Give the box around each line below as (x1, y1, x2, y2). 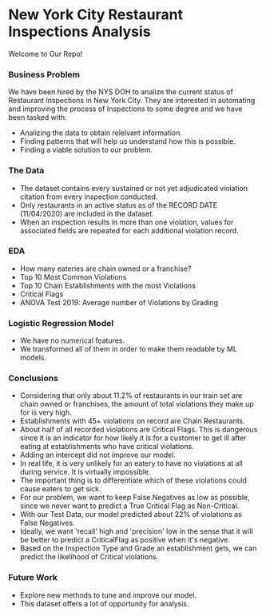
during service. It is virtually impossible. (19, 467, 151, 477)
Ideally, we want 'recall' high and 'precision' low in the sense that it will (19, 527, 253, 536)
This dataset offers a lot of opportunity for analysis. (19, 598, 189, 608)
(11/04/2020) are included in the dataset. (19, 209, 154, 218)
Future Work (8, 572, 58, 583)
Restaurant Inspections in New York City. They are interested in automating (8, 96, 256, 105)
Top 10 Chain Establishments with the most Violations (19, 280, 196, 290)
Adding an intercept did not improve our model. (19, 450, 176, 460)
